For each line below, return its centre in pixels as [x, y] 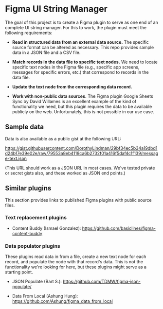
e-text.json [16, 158]
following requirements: [29, 33]
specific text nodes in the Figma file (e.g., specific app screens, [76, 67]
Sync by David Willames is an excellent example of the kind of [74, 101]
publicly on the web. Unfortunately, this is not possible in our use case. [83, 112]
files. [10, 205]
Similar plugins [28, 188]
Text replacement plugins [36, 218]
